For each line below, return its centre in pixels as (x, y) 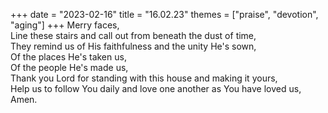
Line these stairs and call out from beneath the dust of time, (133, 35)
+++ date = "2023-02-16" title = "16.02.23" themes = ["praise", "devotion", (164, 14)
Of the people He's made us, (69, 67)
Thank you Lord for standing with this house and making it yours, (144, 78)
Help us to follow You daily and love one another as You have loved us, (156, 88)
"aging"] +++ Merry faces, (65, 25)
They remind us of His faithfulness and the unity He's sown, (133, 46)
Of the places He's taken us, (68, 57)
